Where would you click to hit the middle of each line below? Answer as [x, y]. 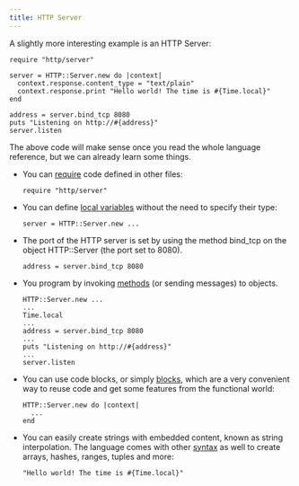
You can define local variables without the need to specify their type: [149, 207]
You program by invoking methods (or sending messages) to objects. [150, 283]
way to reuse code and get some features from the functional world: [149, 388]
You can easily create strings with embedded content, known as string [153, 437]
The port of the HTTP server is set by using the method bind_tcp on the [154, 240]
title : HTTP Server [46, 18]
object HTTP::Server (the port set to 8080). [102, 250]
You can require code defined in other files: [102, 174]
